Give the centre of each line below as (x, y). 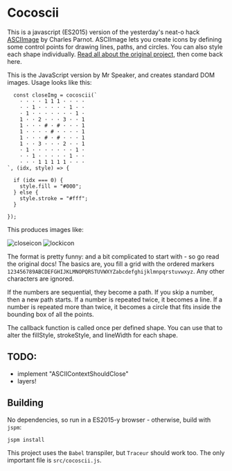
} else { (26, 192)
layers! (27, 381)
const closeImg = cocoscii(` (55, 95)
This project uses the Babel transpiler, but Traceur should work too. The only (116, 452)
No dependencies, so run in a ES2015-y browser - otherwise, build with (109, 420)
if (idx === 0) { (38, 180)
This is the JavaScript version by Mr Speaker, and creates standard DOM (111, 75)
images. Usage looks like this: (50, 82)
